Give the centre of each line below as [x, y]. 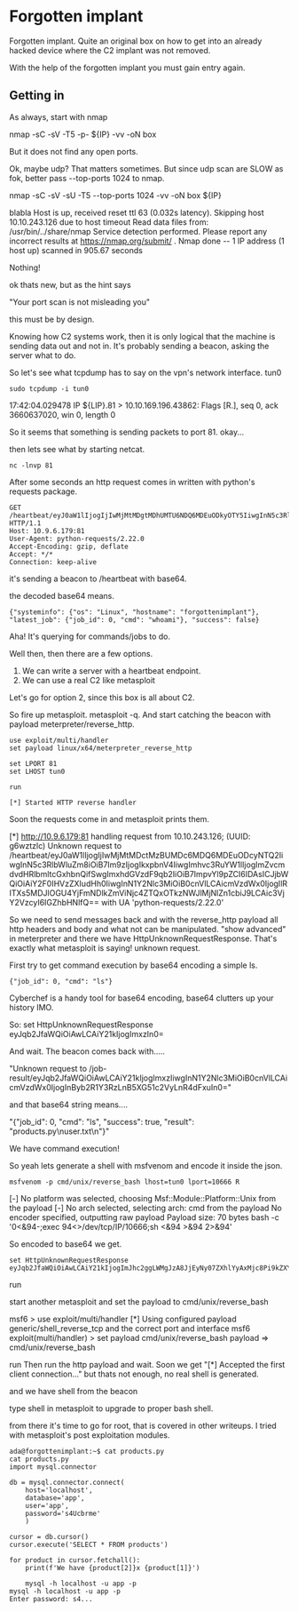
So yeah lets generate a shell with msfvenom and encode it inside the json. [146, 1165]
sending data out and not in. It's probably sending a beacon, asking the [139, 346]
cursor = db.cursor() [49, 1536]
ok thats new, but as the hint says [70, 284]
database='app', [55, 1498]
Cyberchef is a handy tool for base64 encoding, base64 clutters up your [141, 998]
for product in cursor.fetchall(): [75, 1560]
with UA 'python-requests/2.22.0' [162, 902]
